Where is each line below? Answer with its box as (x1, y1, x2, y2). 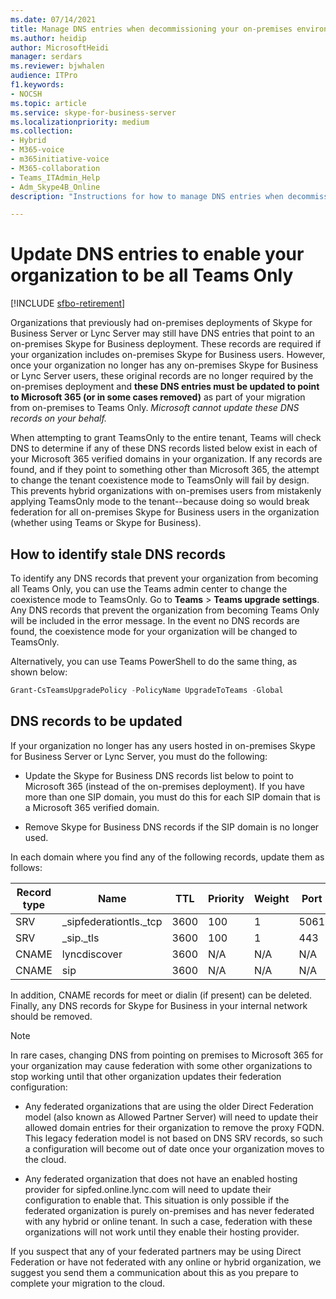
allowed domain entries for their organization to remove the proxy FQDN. (24, 1121, 325, 1133)
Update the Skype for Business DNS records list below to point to (24, 769, 294, 781)
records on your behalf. (10, 412, 107, 425)
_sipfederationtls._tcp (61, 914, 163, 928)
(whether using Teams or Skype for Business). (10, 517, 202, 529)
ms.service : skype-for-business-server (10, 107, 177, 118)
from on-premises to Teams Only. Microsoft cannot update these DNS (10, 402, 300, 414)
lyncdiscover (61, 947, 123, 961)
